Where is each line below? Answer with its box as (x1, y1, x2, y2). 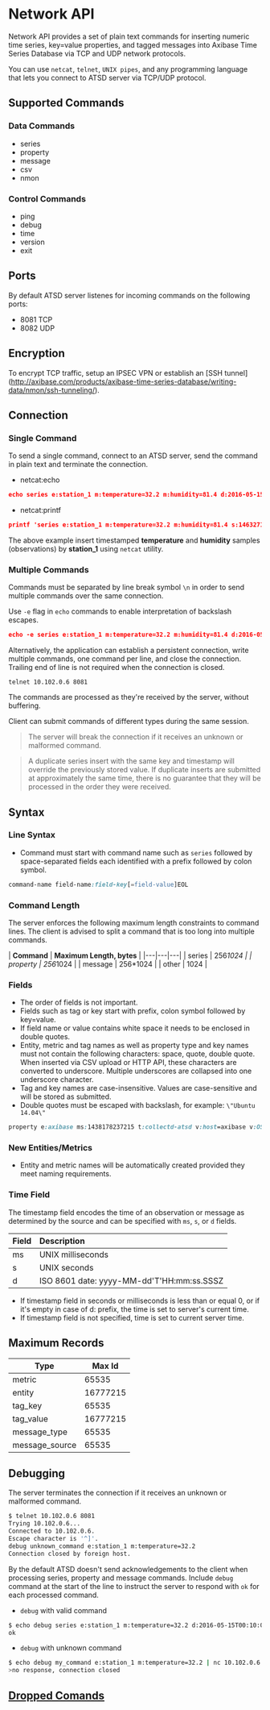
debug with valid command (19, 1605, 107, 1615)
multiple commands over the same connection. (8, 591, 164, 601)
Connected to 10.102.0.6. (8, 1527, 95, 1536)
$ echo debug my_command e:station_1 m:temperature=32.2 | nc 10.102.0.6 (8, 1658, 261, 1667)
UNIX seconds (39, 1262, 94, 1273)
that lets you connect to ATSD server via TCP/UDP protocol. (8, 73, 207, 82)
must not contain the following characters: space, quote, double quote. (19, 1049, 256, 1059)
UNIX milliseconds (39, 1249, 108, 1260)
